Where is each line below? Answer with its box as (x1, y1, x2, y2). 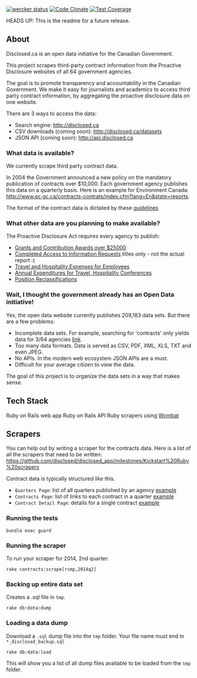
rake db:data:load (6, 649, 51, 655)
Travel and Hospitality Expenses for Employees (14, 263, 130, 270)
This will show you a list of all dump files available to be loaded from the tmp (6, 660, 191, 667)
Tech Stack (6, 396, 49, 406)
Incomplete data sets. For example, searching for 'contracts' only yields (14, 329, 189, 336)
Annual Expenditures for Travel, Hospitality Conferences (14, 269, 152, 276)
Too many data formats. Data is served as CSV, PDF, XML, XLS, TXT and (14, 342, 191, 349)
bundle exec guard (6, 528, 51, 534)
